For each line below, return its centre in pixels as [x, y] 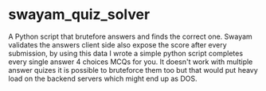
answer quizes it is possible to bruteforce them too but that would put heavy [133, 70]
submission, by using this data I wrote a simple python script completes [126, 53]
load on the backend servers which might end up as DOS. [103, 78]
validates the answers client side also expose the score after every [117, 44]
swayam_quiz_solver [79, 15]
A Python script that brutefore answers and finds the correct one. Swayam [130, 36]
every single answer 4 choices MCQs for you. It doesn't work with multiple [131, 62]
